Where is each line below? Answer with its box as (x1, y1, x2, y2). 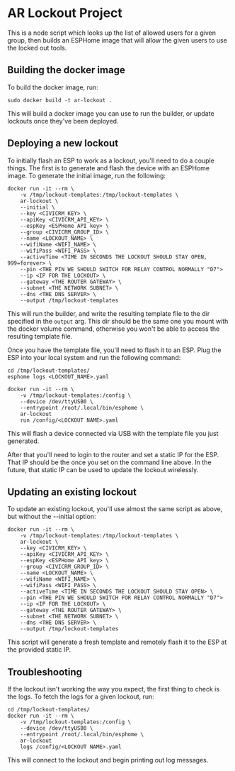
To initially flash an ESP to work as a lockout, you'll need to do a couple (7, 156, 214, 165)
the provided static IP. (7, 645, 71, 654)
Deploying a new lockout (7, 137, 119, 150)
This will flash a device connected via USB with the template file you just (7, 429, 219, 437)
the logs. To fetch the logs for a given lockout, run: (7, 692, 154, 701)
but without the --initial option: (7, 513, 96, 521)
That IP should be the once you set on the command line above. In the (7, 458, 212, 466)
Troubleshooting (7, 666, 83, 678)
